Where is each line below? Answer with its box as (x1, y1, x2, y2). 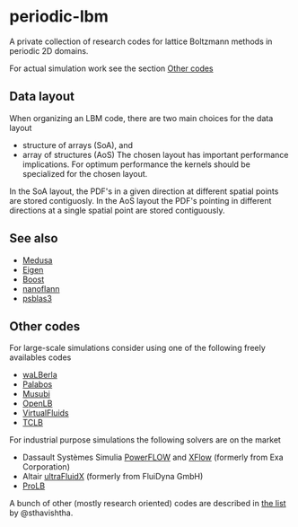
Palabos (22, 379, 53, 390)
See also (9, 231, 58, 246)
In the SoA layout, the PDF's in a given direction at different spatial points (9, 186, 279, 197)
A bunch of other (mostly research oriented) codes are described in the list (9, 498, 286, 509)
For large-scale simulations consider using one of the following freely (9, 343, 267, 354)
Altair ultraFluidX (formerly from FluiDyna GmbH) (22, 471, 204, 482)
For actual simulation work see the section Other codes (9, 63, 214, 74)
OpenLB (22, 398, 53, 409)
